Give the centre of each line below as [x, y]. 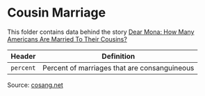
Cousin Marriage [57, 13]
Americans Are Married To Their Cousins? [67, 39]
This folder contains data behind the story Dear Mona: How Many [101, 32]
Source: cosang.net [35, 85]
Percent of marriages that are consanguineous [118, 68]
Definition [118, 56]
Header [23, 56]
